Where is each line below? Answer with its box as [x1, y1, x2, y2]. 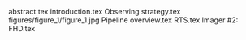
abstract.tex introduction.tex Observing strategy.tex [8, 7, 181, 16]
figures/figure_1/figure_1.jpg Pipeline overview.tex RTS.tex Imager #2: [8, 15, 239, 25]
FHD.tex [8, 24, 36, 33]
